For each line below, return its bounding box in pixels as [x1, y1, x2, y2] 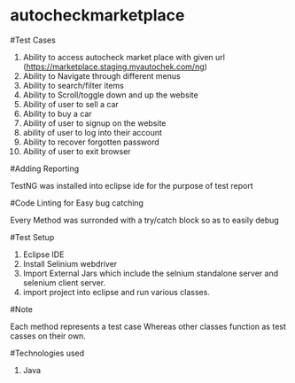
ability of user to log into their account [22, 127, 163, 137]
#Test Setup [10, 231, 55, 242]
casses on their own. [10, 330, 87, 341]
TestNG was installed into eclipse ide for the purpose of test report [10, 180, 253, 191]
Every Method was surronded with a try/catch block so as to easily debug [10, 215, 280, 225]
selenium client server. [22, 277, 105, 288]
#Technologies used [10, 348, 85, 358]
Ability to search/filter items [22, 80, 125, 90]
